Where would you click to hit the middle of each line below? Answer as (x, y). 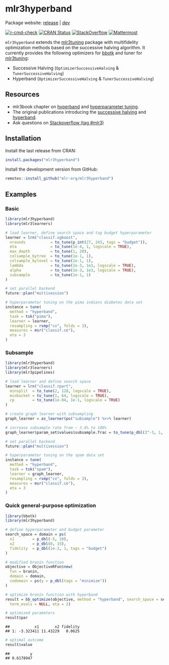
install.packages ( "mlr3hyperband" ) (43, 160)
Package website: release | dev (38, 23)
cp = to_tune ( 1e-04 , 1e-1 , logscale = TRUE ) (65, 400)
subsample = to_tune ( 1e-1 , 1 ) (51, 275)
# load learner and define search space (48, 381)
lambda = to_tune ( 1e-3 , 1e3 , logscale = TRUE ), (73, 265)
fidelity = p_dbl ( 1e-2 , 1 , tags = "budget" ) (58, 548)
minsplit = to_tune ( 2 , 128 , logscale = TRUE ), (61, 391)
